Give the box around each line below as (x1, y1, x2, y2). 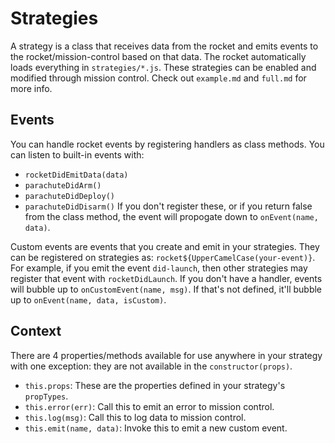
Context (10, 323, 62, 340)
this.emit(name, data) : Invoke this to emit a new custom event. (24, 422, 288, 434)
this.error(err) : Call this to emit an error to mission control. (24, 400, 275, 412)
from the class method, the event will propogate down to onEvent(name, (24, 210, 319, 222)
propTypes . (24, 390, 69, 402)
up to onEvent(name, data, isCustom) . (10, 293, 167, 306)
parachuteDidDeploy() (24, 191, 115, 201)
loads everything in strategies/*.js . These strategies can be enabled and (10, 61, 317, 73)
